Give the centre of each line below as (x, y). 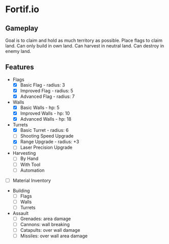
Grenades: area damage (46, 219)
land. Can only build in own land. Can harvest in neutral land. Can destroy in (85, 46)
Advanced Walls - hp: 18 (46, 119)
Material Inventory (32, 180)
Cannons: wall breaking (45, 224)
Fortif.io (22, 9)
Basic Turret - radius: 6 (44, 130)
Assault (21, 213)
